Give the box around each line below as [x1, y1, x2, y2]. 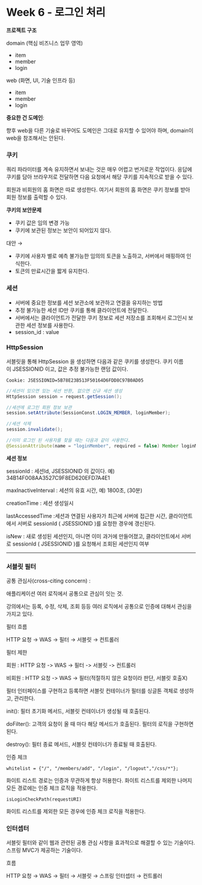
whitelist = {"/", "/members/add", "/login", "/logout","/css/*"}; [6, 766, 179, 772]
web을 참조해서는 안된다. [6, 134, 65, 142]
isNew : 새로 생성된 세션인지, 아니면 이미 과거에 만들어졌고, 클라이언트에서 [6, 532, 180, 540]
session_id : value [14, 328, 60, 335]
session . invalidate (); [6, 426, 63, 433]
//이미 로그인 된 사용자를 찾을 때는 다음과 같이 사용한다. [6, 438, 131, 444]
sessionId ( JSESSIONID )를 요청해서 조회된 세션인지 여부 [12, 540, 149, 547]
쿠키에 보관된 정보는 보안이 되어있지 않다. [14, 227, 112, 234]
